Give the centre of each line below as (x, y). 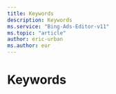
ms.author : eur (29, 46)
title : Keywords (30, 13)
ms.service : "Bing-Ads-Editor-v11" (58, 26)
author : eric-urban (35, 39)
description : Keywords (40, 20)
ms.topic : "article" (37, 33)
